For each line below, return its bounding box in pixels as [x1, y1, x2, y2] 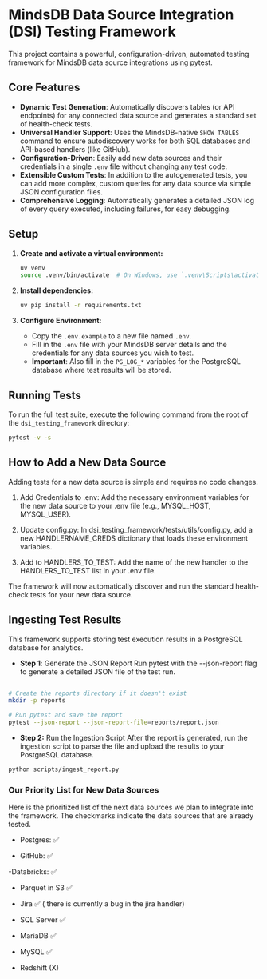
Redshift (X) [19, 963, 60, 973]
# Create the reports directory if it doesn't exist [8, 689, 187, 697]
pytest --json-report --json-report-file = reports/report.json [8, 718, 219, 727]
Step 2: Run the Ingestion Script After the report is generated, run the [19, 733, 249, 742]
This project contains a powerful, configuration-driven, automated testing [8, 49, 249, 58]
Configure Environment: [19, 316, 102, 326]
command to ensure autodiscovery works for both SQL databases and [19, 136, 251, 146]
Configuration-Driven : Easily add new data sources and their [19, 153, 222, 162]
